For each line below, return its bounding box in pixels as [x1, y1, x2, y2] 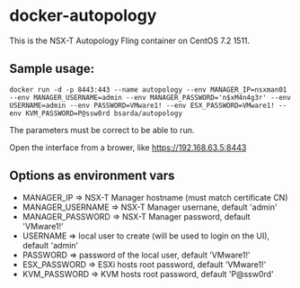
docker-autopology [9, 5, 157, 26]
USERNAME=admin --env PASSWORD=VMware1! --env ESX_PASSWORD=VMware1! [9, 101, 276, 110]
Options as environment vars [9, 168, 175, 184]
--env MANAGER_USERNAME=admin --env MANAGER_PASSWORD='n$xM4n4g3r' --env [9, 93, 292, 102]
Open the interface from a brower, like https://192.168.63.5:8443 [9, 141, 247, 153]
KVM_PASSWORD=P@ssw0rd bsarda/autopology [25, 109, 182, 118]
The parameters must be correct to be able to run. [9, 124, 195, 135]
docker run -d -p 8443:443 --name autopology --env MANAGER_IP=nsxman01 [9, 85, 287, 94]
